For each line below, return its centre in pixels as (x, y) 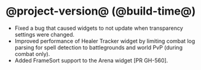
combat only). (32, 54)
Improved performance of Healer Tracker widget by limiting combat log (105, 41)
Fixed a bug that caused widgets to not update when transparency (99, 28)
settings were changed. (45, 34)
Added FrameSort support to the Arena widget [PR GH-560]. (91, 60)
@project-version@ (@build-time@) (101, 11)
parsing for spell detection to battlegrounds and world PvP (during (98, 47)
